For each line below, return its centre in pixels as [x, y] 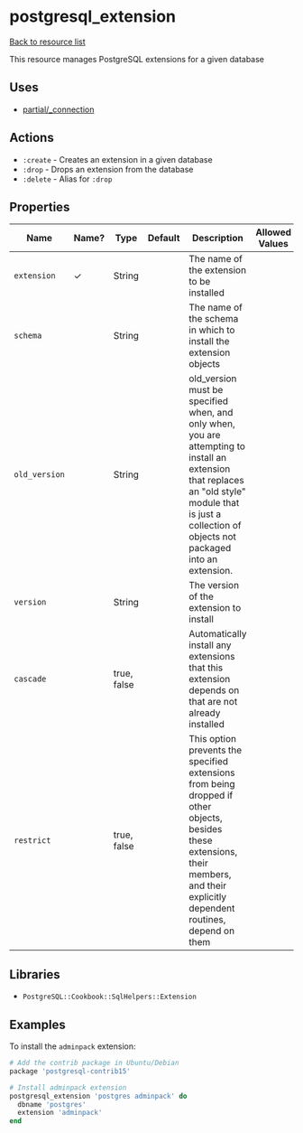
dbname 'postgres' [52, 1104]
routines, [207, 920]
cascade [30, 679]
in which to [212, 330]
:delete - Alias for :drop [67, 179]
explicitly [208, 897]
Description [218, 239]
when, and [211, 413]
